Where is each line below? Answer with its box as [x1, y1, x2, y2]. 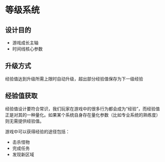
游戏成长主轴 [12, 40, 38, 45]
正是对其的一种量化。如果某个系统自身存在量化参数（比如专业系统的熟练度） [5, 112, 161, 118]
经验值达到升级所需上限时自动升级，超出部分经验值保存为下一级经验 [5, 76, 143, 81]
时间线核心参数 [12, 46, 43, 52]
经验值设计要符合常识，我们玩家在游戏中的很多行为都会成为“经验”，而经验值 [5, 106, 160, 112]
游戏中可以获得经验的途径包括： [5, 128, 70, 134]
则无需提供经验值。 [5, 118, 44, 124]
